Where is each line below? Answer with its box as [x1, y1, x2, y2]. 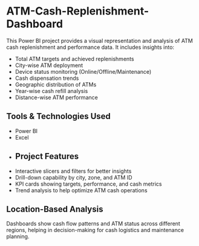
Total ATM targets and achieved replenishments [15, 55, 134, 62]
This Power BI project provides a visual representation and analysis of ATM [6, 37, 194, 44]
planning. [6, 233, 30, 240]
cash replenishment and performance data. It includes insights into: [6, 44, 174, 51]
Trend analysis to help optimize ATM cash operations [15, 186, 148, 194]
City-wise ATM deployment [15, 62, 83, 69]
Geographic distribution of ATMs [15, 80, 97, 88]
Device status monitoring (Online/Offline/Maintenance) [15, 68, 152, 75]
